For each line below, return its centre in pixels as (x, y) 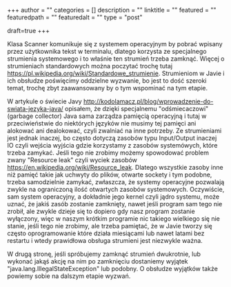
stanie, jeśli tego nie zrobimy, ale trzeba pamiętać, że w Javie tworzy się (110, 226)
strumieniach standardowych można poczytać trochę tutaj (90, 66)
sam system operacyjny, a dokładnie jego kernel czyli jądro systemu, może (113, 197)
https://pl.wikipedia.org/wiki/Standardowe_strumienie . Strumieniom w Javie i (116, 73)
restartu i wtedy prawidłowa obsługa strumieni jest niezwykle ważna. (105, 240)
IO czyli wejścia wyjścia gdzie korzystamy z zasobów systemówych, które (112, 145)
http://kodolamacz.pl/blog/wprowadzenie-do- (148, 101)
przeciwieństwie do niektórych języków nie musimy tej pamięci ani (102, 123)
